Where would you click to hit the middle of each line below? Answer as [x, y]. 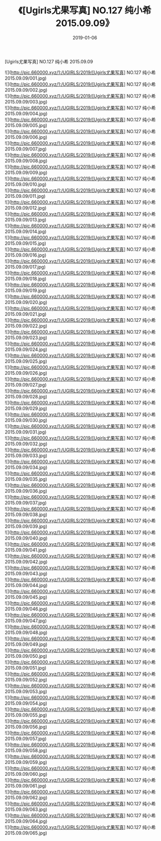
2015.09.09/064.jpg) [26, 821]
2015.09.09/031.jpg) [26, 432]
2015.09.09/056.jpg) [26, 727]
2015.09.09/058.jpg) [26, 750]
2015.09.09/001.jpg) [26, 78]
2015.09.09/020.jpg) [26, 302]
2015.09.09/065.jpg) [26, 833]
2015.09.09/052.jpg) [26, 679]
